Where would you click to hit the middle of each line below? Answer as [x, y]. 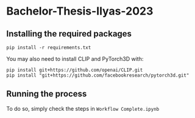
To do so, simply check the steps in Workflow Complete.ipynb [83, 108]
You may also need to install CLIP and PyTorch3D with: [75, 59]
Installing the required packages [69, 34]
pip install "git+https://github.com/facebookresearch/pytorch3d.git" [98, 75]
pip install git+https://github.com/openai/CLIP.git [75, 70]
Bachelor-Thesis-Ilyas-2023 [80, 11]
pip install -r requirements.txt [49, 47]
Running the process [47, 94]
